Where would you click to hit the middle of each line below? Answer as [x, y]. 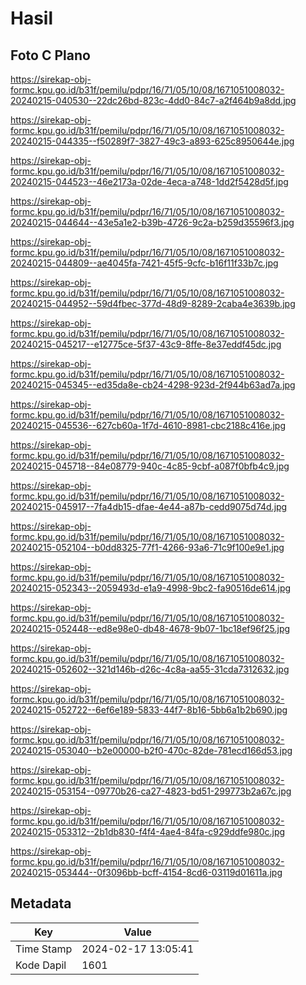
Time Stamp [44, 949]
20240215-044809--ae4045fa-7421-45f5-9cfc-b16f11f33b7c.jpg [144, 263]
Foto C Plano [50, 55]
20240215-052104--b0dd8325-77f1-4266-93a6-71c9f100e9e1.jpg [147, 547]
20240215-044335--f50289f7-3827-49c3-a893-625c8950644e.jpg [152, 141]
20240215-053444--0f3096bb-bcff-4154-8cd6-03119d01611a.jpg [146, 872]
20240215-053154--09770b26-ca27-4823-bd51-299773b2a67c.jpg [151, 791]
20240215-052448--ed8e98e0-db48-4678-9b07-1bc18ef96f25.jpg [150, 628]
